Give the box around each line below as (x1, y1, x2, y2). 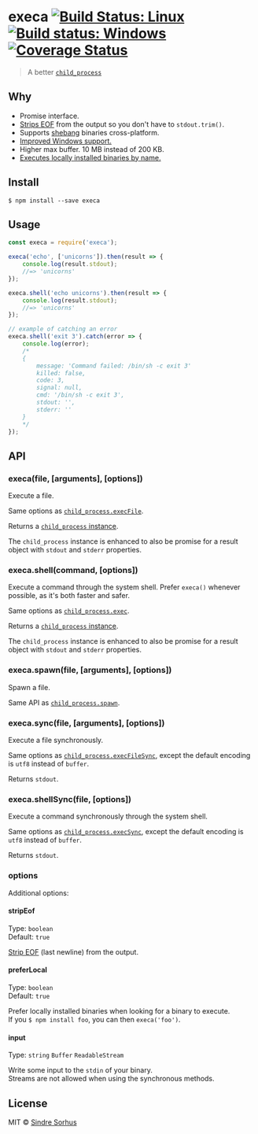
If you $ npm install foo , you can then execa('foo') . (8, 1014, 181, 1024)
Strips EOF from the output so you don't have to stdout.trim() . (19, 119, 225, 129)
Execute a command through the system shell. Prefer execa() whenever (8, 582, 241, 592)
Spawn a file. (8, 682, 51, 692)
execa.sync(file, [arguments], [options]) (8, 717, 165, 728)
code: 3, (36, 376, 65, 385)
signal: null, (36, 384, 83, 392)
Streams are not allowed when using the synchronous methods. (8, 1074, 215, 1084)
